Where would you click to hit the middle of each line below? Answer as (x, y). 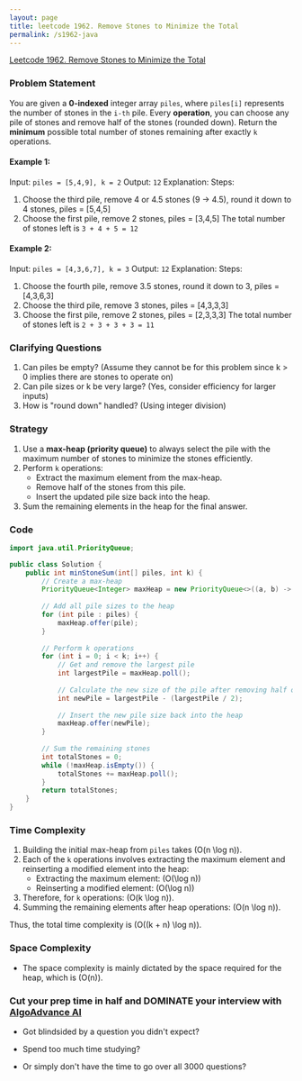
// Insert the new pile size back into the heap (150, 715)
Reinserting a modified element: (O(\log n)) (115, 888)
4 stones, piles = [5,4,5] (66, 209)
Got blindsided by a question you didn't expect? (111, 1031)
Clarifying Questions (55, 348)
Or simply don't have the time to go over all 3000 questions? (134, 1066)
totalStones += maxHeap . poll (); (118, 774)
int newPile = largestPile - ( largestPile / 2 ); (150, 698)
